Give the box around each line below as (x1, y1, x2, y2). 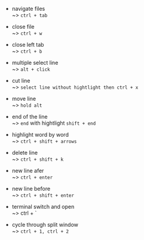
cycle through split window (11, 221, 79, 228)
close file (11, 23, 35, 30)
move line (11, 95, 36, 102)
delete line (11, 149, 38, 156)
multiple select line (11, 59, 59, 66)
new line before (11, 185, 51, 192)
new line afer (11, 167, 44, 174)
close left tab (11, 41, 44, 48)
